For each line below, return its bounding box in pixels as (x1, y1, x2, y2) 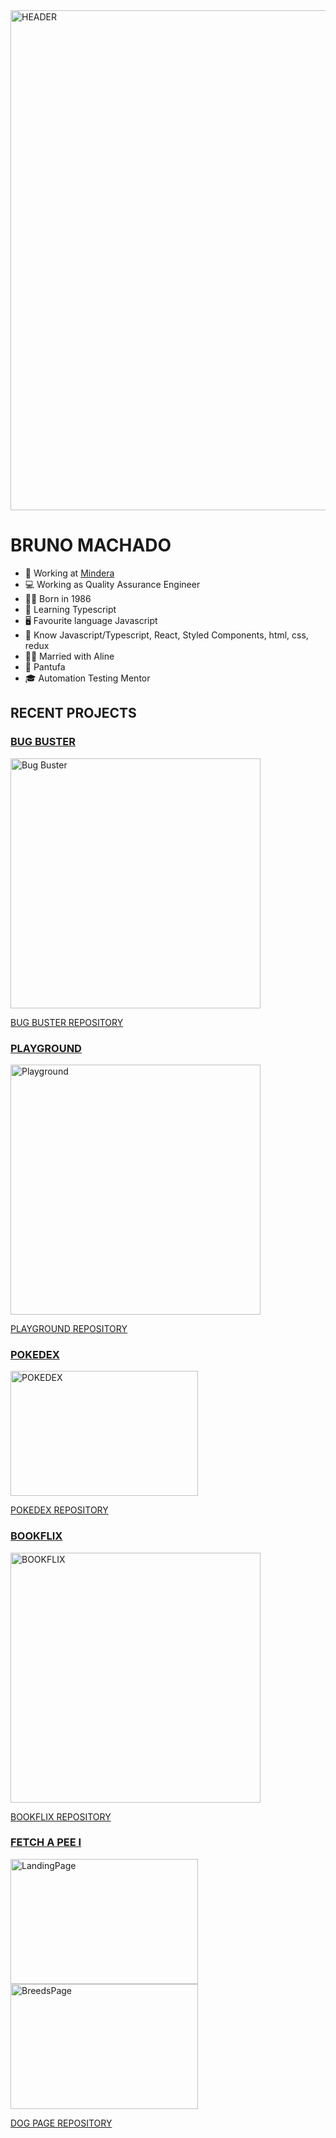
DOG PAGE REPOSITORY (10, 2117, 113, 2129)
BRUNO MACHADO (10, 534, 172, 557)
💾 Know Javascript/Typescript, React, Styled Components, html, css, (24, 629, 309, 641)
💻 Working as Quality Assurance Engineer (24, 578, 201, 590)
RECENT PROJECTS (10, 705, 137, 722)
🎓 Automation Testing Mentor (24, 672, 151, 684)
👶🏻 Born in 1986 (24, 592, 92, 604)
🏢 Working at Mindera (24, 567, 115, 579)
